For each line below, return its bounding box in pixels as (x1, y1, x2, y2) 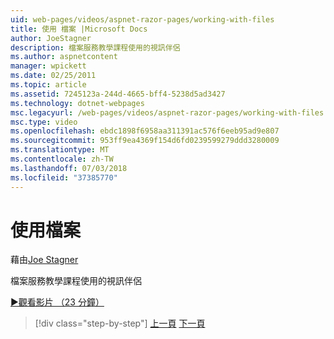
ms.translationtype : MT (10, 145, 110, 155)
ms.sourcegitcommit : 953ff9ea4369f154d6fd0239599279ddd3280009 (10, 136, 280, 146)
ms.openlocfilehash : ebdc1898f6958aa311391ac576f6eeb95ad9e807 (10, 126, 280, 136)
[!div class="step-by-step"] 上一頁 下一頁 (34, 317, 206, 330)
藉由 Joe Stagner (10, 254, 79, 266)
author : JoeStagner (10, 33, 92, 43)
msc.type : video (10, 117, 78, 127)
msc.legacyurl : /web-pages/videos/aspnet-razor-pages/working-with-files (10, 107, 325, 118)
